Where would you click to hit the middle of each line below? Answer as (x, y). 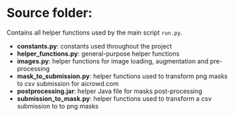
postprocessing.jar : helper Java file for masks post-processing (109, 91)
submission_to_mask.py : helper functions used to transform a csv (114, 98)
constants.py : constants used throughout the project (94, 46)
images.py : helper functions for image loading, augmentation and (113, 61)
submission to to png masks (58, 106)
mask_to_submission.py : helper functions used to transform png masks (122, 76)
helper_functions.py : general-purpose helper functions (98, 54)
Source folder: (49, 13)
